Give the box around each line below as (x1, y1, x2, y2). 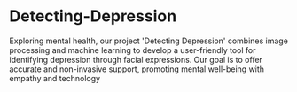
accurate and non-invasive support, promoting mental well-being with (9, 64, 264, 74)
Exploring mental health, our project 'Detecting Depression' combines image (9, 35, 288, 46)
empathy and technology (9, 73, 100, 83)
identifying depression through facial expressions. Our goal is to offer (9, 54, 263, 65)
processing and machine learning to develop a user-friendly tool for (9, 44, 256, 55)
